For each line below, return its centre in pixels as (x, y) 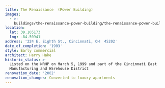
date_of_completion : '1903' (34, 46)
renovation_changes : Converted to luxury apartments (60, 78)
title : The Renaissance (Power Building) (49, 10)
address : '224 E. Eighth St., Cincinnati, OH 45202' (61, 42)
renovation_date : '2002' (30, 73)
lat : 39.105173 (25, 32)
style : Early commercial (30, 50)
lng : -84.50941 (25, 37)
